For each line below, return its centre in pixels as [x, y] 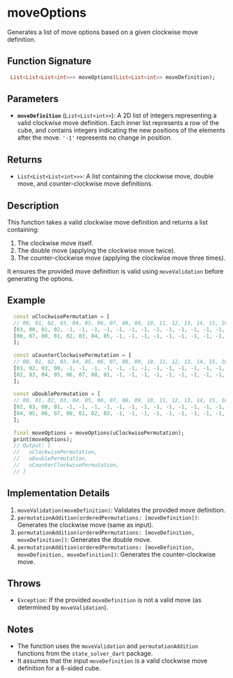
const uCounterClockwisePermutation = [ [72, 356]
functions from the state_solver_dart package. [85, 654]
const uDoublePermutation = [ [57, 394]
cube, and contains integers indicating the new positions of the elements [121, 131]
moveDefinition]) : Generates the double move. [84, 539]
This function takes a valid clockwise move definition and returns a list [107, 222]
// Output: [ [32, 446]
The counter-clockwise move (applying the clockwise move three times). [121, 258]
